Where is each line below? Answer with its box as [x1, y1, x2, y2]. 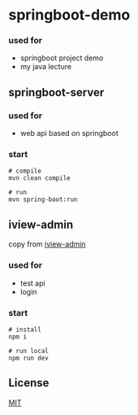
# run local [8, 347, 49, 355]
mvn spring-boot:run [8, 195, 79, 204]
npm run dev [8, 354, 49, 362]
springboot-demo [8, 6, 131, 24]
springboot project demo [19, 53, 104, 63]
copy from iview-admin [8, 239, 87, 249]
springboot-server [8, 85, 105, 99]
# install [8, 325, 42, 334]
